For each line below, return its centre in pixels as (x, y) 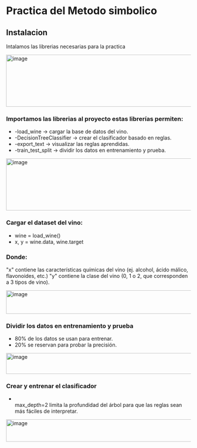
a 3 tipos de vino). (28, 282)
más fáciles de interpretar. (46, 411)
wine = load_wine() (38, 235)
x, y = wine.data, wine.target (49, 242)
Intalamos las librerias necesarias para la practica (66, 46)
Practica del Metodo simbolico (81, 11)
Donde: (17, 257)
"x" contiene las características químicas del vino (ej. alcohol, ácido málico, (97, 269)
